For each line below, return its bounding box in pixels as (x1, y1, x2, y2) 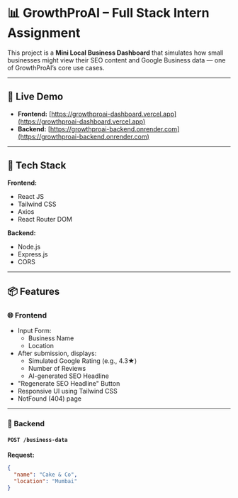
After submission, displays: (17, 349, 97, 358)
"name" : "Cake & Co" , (13, 471, 78, 479)
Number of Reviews (28, 364, 86, 373)
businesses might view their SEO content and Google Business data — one (7, 55, 226, 64)
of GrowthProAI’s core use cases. (7, 63, 105, 72)
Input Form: (17, 327, 52, 335)
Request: (7, 451, 35, 460)
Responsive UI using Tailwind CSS (17, 387, 118, 396)
